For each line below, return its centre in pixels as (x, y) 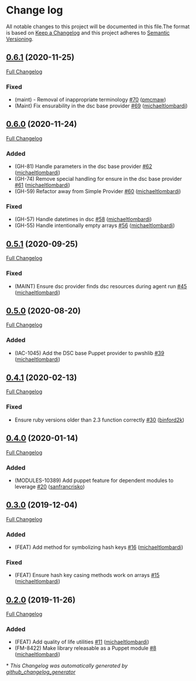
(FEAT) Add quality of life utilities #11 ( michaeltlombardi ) (82, 642)
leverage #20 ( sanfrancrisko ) (49, 486)
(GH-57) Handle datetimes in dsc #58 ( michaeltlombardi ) (83, 219)
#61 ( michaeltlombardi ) (42, 185)
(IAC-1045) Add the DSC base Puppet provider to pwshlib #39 (90, 353)
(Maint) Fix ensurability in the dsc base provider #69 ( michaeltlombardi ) (101, 106)
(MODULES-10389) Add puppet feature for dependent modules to (94, 480)
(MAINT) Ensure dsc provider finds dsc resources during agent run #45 (101, 286)
